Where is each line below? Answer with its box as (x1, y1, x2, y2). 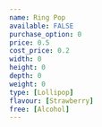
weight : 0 (9, 80, 47, 89)
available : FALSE (9, 21, 74, 30)
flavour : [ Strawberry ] (9, 96, 94, 106)
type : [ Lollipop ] (9, 88, 74, 97)
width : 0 (9, 55, 42, 63)
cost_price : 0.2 (9, 47, 70, 55)
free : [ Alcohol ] (9, 105, 70, 114)
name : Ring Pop (9, 13, 66, 22)
